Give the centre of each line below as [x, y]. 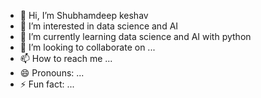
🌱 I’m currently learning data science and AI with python [135, 36]
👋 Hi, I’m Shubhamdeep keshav [84, 15]
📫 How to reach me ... [66, 58]
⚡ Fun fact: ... [47, 84]
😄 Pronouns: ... [52, 73]
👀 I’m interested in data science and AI [99, 26]
